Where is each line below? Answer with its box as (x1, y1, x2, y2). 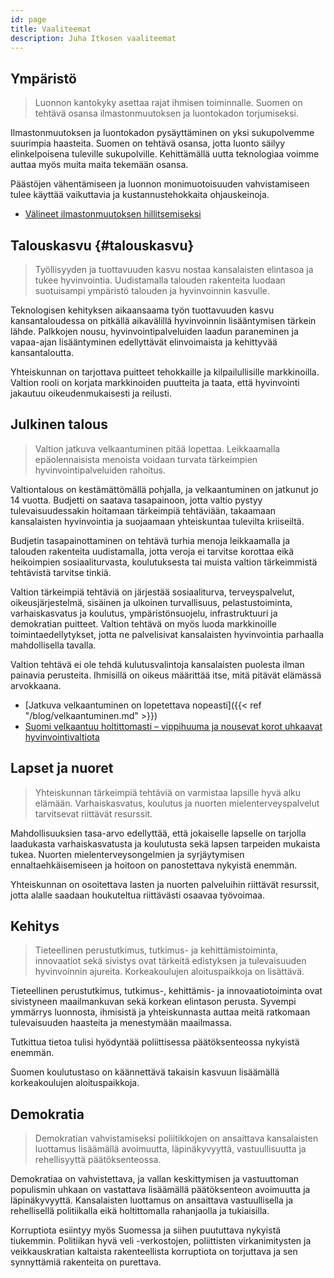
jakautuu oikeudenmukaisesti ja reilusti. (10, 387, 172, 399)
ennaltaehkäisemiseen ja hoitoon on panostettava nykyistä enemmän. (10, 859, 298, 871)
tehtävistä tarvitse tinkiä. (10, 566, 112, 578)
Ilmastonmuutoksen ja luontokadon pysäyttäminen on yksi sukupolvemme (10, 127, 315, 139)
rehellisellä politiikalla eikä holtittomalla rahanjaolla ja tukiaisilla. (10, 1205, 270, 1217)
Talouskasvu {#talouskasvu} (10, 237, 195, 254)
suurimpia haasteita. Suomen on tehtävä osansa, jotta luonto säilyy (10, 137, 286, 150)
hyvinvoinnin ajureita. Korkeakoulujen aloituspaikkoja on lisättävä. (34, 966, 305, 978)
